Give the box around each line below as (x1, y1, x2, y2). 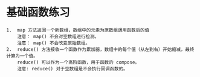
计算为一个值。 (6, 53, 38, 59)
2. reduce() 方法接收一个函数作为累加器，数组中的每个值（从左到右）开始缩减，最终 (6, 46, 195, 52)
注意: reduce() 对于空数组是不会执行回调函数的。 (17, 65, 128, 72)
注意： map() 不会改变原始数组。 (17, 40, 91, 46)
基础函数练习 (6, 5, 71, 19)
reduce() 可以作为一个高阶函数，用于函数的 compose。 (17, 59, 140, 65)
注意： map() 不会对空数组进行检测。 (17, 33, 100, 39)
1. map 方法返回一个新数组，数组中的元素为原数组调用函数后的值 (6, 27, 150, 33)
